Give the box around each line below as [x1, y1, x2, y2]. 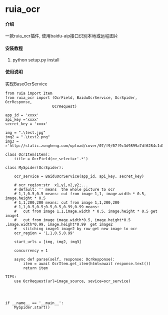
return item [23, 266, 48, 271]
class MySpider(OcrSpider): [5, 165, 64, 170]
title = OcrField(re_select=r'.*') [14, 156, 88, 161]
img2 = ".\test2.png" [5, 134, 50, 139]
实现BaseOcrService [5, 81, 47, 87]
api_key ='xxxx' [5, 117, 39, 122]
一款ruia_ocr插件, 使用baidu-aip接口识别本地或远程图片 [5, 33, 118, 39]
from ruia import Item [5, 91, 52, 96]
